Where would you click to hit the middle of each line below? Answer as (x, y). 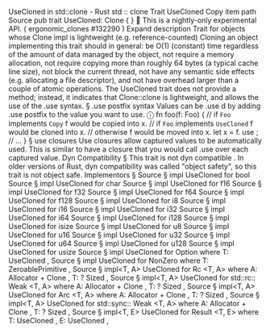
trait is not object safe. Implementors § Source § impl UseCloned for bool (129, 175)
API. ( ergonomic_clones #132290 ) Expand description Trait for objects (127, 29)
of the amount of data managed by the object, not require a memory (122, 54)
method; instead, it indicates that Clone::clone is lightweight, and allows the (134, 97)
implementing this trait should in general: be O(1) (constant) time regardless (134, 46)
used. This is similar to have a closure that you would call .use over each (129, 149)
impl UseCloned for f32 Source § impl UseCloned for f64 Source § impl (126, 192)
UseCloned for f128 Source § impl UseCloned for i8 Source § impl (117, 200)
